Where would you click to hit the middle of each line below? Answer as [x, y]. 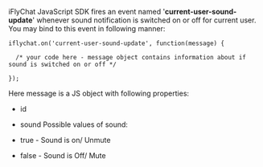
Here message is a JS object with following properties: [99, 93]
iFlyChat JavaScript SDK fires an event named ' [87, 12]
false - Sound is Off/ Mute [63, 155]
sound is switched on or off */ [62, 64]
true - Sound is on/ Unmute [65, 140]
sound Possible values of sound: [74, 124]
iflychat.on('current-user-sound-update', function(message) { [117, 43]
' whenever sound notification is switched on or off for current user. [144, 20]
